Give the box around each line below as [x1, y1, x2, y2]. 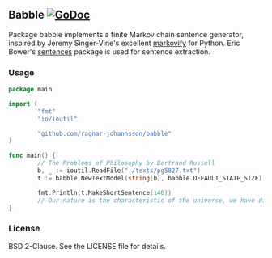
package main [8, 86, 53, 94]
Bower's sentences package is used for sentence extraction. [8, 46, 210, 57]
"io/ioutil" [37, 115, 79, 123]
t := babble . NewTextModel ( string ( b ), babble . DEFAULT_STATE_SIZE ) [37, 174, 263, 182]
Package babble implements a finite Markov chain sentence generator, [8, 29, 244, 39]
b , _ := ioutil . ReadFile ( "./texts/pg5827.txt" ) [37, 167, 201, 175]
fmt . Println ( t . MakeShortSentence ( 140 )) [37, 188, 172, 197]
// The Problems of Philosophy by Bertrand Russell [37, 159, 216, 167]
